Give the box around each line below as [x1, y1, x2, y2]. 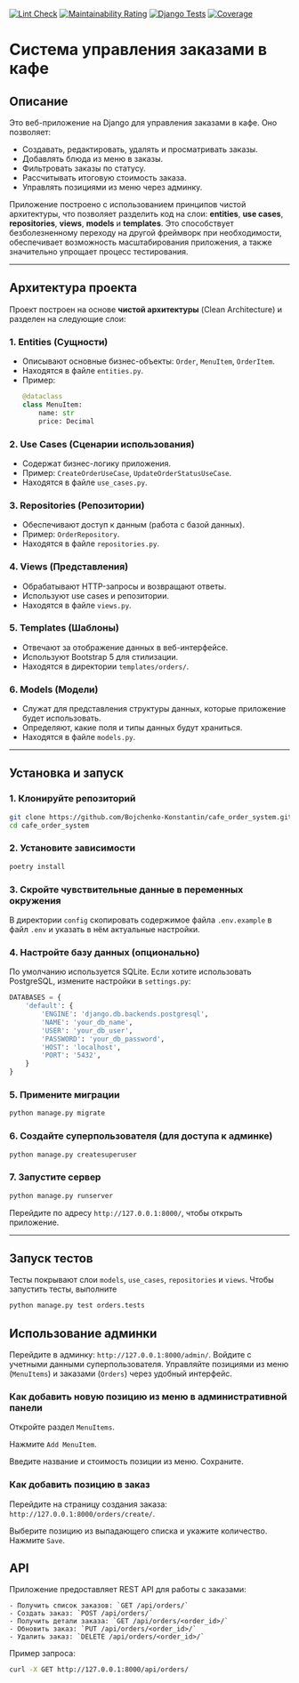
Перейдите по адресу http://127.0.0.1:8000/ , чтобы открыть [9, 1207, 243, 1218]
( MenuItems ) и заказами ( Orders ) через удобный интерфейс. [9, 1368, 233, 1379]
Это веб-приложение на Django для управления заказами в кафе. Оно [9, 117, 278, 128]
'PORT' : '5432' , [41, 1051, 101, 1060]
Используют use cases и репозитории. [21, 590, 169, 600]
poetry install [9, 862, 66, 871]
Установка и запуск [9, 766, 125, 781]
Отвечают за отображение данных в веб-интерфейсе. [21, 641, 229, 653]
